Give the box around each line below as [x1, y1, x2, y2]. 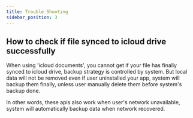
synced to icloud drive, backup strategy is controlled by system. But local [6, 68, 188, 75]
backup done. [6, 87, 41, 95]
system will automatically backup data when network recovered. [6, 105, 165, 113]
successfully [6, 46, 56, 56]
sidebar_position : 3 [6, 14, 58, 20]
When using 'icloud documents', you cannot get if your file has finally [6, 62, 177, 69]
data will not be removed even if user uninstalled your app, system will [6, 74, 180, 81]
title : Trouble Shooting [6, 8, 68, 15]
